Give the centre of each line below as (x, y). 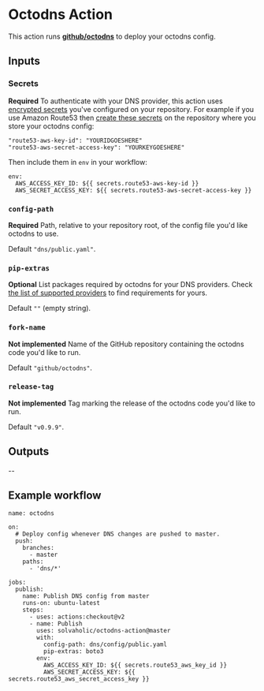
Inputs (24, 61)
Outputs (29, 452)
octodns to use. (33, 233)
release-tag (31, 387)
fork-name (27, 328)
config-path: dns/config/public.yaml (105, 644)
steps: (33, 610)
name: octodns (32, 514)
